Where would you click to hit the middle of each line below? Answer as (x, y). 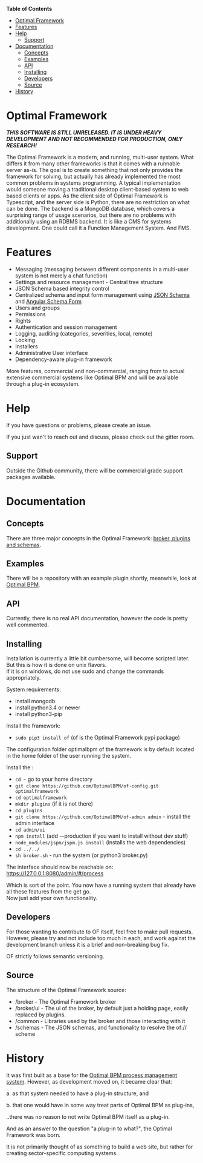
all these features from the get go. (49, 892)
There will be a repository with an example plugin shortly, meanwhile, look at (101, 578)
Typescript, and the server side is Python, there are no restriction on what (98, 202)
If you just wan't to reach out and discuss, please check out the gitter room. (100, 437)
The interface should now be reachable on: (60, 867)
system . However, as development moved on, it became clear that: (89, 1081)
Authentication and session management (66, 327)
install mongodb (35, 701)
